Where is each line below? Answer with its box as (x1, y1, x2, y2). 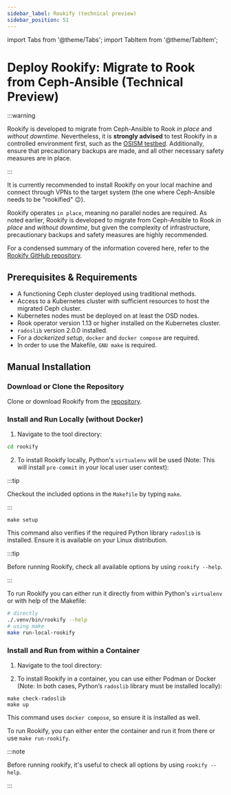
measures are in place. (7, 154, 72, 163)
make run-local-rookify (7, 629, 76, 636)
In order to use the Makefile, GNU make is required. (16, 341, 157, 349)
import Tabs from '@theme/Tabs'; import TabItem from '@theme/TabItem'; (7, 35, 219, 43)
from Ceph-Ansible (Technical (7, 74, 184, 90)
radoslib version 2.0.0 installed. (16, 327, 108, 335)
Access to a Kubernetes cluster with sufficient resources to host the (16, 297, 210, 305)
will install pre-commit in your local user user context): (16, 463, 170, 472)
